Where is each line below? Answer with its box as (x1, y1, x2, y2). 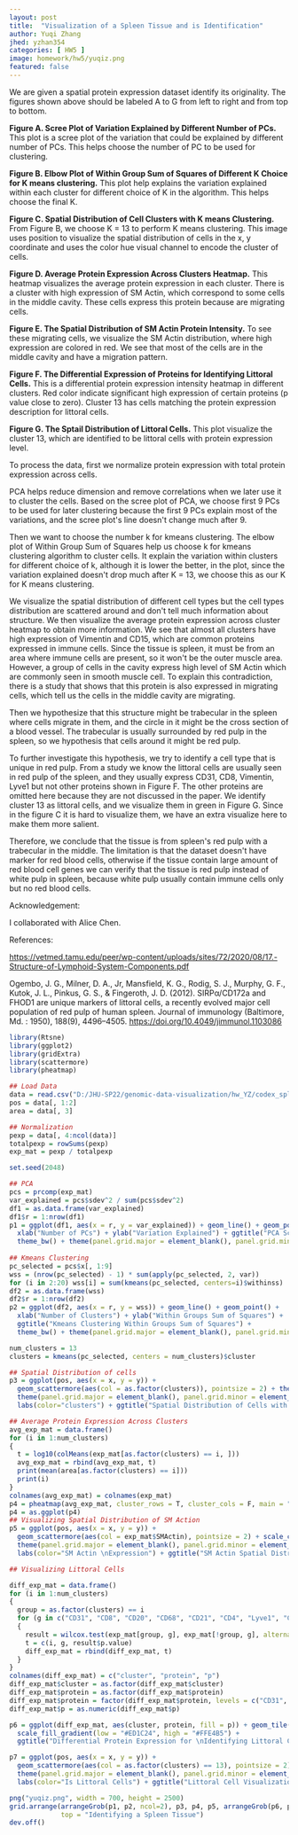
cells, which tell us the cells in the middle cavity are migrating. (9, 690, 236, 700)
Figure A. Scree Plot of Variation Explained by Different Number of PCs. (9, 122, 277, 133)
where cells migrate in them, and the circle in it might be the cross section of (9, 716, 289, 727)
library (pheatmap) (9, 1066, 77, 1075)
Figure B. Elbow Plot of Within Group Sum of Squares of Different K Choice (9, 168, 288, 178)
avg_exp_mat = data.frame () (9, 1425, 114, 1434)
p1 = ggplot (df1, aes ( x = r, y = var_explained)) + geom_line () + (9, 1221, 260, 1230)
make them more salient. (9, 818, 99, 829)
